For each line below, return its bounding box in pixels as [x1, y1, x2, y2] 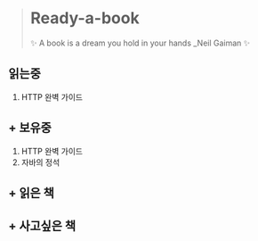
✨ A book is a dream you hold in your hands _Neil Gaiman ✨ [29, 37, 251, 48]
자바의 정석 [20, 156, 60, 168]
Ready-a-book [29, 8, 140, 29]
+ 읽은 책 [8, 185, 55, 200]
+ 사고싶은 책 [8, 219, 77, 234]
